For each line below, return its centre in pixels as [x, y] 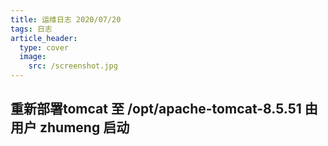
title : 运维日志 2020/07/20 [66, 19]
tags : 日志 [31, 29]
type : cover [44, 47]
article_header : [44, 38]
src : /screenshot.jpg [73, 66]
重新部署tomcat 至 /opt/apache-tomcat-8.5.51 [156, 109]
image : [33, 57]
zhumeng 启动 [84, 127]
